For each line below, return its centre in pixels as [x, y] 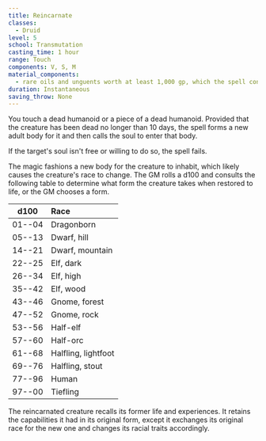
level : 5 [23, 38]
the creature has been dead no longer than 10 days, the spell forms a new [128, 127]
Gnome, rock [75, 315]
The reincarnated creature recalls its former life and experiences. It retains [129, 412]
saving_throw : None [40, 97]
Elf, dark [66, 264]
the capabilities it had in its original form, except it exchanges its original [126, 420]
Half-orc [67, 340]
